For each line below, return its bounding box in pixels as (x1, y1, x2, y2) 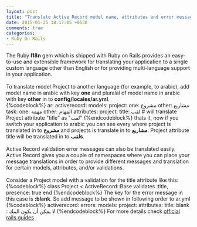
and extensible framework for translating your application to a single (23, 58, 188, 65)
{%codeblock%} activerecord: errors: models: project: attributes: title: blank (6, 202, 189, 208)
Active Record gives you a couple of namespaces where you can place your (6, 152, 190, 158)
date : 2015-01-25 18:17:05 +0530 (6, 19, 88, 25)
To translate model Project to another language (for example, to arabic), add (6, 83, 189, 90)
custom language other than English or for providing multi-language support (6, 65, 191, 71)
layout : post (6, 8, 38, 15)
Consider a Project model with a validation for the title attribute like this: (6, 177, 179, 184)
